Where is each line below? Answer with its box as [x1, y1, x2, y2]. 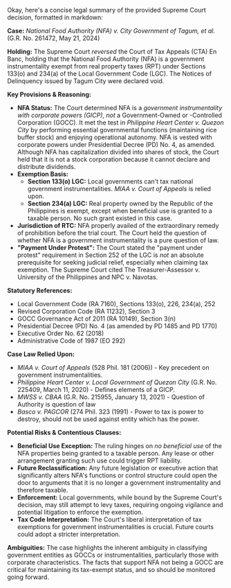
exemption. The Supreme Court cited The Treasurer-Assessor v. [17, 266, 201, 274]
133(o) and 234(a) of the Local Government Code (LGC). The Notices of [7, 69, 212, 78]
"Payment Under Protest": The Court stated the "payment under [17, 244, 203, 251]
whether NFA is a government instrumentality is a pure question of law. [17, 236, 219, 244]
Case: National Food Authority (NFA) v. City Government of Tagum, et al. [7, 27, 216, 35]
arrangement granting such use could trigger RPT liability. [17, 456, 182, 465]
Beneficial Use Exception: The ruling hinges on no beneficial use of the [17, 442, 223, 449]
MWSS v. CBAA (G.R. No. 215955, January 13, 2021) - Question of [17, 393, 205, 401]
